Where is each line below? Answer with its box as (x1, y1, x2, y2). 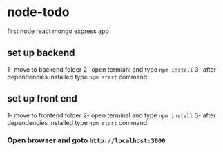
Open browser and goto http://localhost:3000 (7, 135, 166, 145)
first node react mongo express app (7, 27, 109, 35)
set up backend (7, 47, 75, 59)
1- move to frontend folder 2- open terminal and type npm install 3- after (7, 111, 216, 120)
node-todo (7, 4, 70, 20)
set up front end (7, 93, 78, 104)
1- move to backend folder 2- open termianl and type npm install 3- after (7, 65, 216, 73)
